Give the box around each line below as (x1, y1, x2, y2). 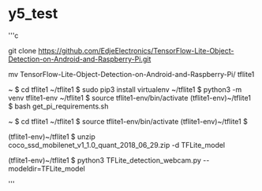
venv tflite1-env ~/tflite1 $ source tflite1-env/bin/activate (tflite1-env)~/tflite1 (8, 93, 251, 102)
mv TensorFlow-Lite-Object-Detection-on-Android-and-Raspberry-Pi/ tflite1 (8, 69, 255, 79)
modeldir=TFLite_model (8, 163, 85, 173)
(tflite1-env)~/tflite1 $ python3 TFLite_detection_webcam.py (8, 155, 201, 165)
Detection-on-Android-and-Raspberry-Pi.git (8, 54, 152, 64)
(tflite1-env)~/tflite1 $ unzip (8, 131, 96, 141)
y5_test (8, 5, 58, 23)
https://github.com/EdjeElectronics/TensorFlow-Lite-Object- (38, 46, 234, 55)
